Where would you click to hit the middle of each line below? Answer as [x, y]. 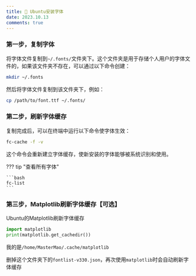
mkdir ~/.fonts [25, 77]
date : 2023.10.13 [27, 17]
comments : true [25, 23]
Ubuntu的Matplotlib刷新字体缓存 [45, 218]
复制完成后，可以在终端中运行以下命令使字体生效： [68, 130]
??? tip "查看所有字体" [32, 166]
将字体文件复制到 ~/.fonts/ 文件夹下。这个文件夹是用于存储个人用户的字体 [96, 58]
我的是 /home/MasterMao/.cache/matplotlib [58, 247]
